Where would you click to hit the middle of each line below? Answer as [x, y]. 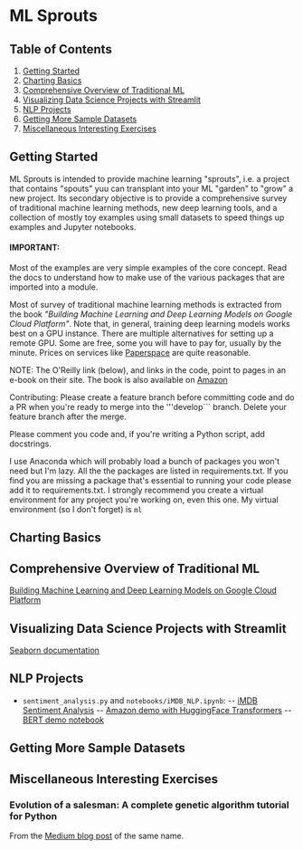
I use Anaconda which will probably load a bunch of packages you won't [145, 462]
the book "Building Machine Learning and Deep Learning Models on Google [151, 314]
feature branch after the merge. [68, 416]
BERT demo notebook [63, 720]
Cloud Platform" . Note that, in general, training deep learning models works [150, 324]
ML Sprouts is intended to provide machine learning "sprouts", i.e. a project [149, 178]
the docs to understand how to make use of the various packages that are [147, 278]
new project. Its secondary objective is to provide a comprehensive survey [148, 198]
